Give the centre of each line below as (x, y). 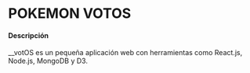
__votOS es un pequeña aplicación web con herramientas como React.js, (125, 53)
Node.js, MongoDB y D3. (48, 61)
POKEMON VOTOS (70, 14)
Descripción (29, 35)
